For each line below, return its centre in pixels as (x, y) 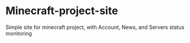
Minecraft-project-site (62, 11)
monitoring (19, 33)
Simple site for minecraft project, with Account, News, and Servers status (95, 27)
